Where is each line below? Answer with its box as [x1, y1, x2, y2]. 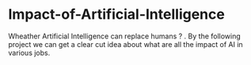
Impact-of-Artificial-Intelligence [8, 5, 226, 23]
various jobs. [8, 48, 51, 57]
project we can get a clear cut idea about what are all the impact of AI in [8, 39, 243, 49]
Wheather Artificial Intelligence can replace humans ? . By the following [8, 31, 241, 41]
